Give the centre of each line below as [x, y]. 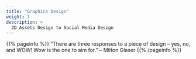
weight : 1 [18, 17]
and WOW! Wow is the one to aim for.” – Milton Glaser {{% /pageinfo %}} [94, 50]
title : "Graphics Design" [37, 11]
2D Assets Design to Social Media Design [63, 27]
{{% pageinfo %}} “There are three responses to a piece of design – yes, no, [98, 44]
